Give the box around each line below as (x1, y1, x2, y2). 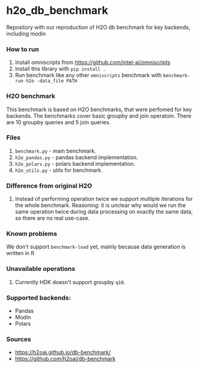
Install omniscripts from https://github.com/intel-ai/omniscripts (14, 59, 171, 66)
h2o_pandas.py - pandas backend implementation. (14, 153, 138, 160)
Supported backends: (6, 293, 71, 302)
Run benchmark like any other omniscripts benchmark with (14, 72, 162, 79)
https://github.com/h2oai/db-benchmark (14, 355, 116, 363)
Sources (6, 335, 31, 343)
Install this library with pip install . (14, 65, 106, 72)
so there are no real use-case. (14, 215, 90, 222)
